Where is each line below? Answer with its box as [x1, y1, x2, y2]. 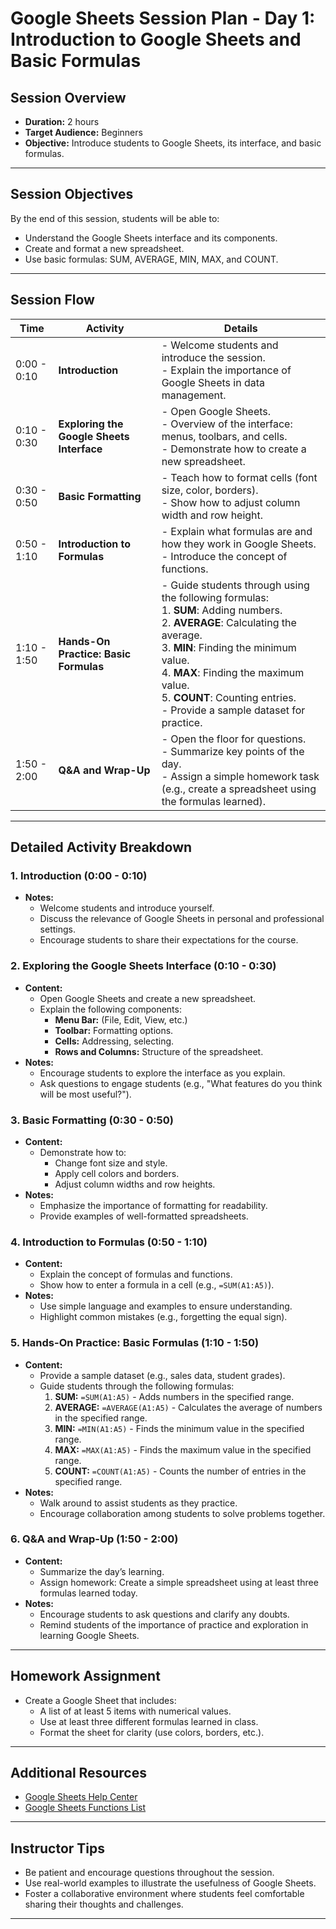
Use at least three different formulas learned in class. [39, 1715, 259, 1727]
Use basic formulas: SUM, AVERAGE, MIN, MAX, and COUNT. [24, 253, 279, 265]
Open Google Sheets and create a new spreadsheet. [39, 992, 257, 1004]
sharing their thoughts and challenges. [24, 1898, 184, 1911]
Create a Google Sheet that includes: [24, 1694, 177, 1706]
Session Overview [10, 89, 127, 106]
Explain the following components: [39, 1003, 182, 1015]
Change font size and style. [54, 1157, 168, 1169]
